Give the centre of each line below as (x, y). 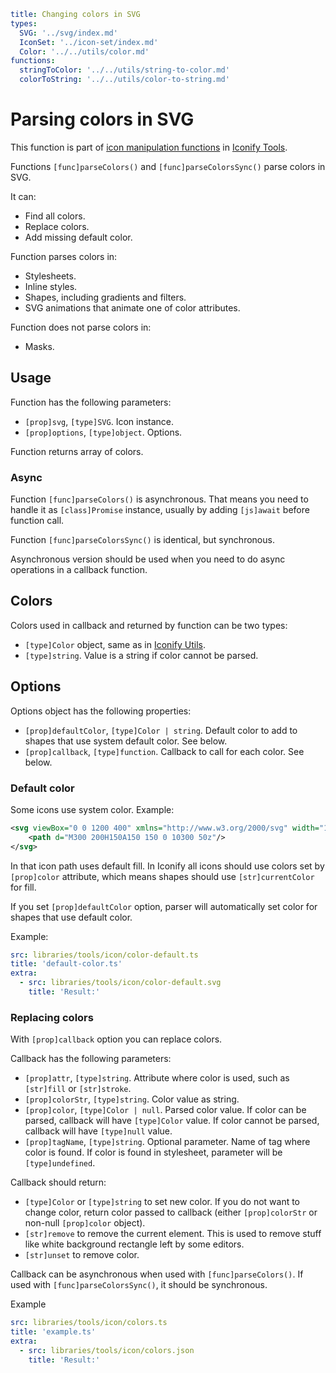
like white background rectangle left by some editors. (134, 1244)
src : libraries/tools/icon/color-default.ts (104, 955)
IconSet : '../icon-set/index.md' (89, 42)
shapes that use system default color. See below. (126, 741)
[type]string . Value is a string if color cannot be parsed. (141, 655)
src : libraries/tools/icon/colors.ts (89, 1323)
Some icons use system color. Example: (92, 809)
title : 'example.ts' (53, 1332)
